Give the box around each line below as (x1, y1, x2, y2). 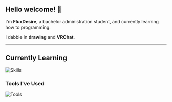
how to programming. (5, 24, 51, 30)
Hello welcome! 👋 (5, 5, 62, 14)
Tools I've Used (5, 80, 45, 87)
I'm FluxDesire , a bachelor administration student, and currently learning (5, 18, 159, 24)
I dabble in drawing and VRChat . (5, 34, 75, 40)
